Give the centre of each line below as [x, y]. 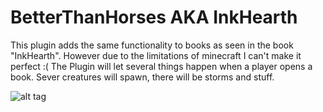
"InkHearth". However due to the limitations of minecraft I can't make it [156, 55]
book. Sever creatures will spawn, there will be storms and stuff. [142, 77]
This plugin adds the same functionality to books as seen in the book [152, 45]
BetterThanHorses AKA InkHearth [154, 17]
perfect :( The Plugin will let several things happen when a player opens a [161, 66]
